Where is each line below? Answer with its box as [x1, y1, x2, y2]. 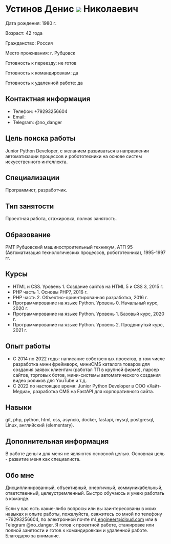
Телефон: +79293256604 [12, 108, 68, 114]
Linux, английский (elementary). [5, 422, 74, 429]
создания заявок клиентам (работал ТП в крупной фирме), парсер [12, 366, 160, 373]
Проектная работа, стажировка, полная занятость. [5, 216, 117, 222]
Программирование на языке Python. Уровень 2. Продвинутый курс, [12, 321, 164, 327]
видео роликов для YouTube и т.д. [12, 377, 87, 383]
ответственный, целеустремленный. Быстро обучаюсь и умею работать [5, 490, 165, 496]
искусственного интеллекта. [5, 159, 68, 165]
